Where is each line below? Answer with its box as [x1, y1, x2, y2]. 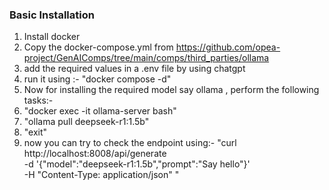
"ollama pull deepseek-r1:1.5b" [23, 116, 150, 128]
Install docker [23, 31, 81, 43]
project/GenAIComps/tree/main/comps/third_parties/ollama [23, 52, 270, 64]
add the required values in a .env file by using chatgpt [23, 63, 246, 75]
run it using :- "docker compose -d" [23, 73, 172, 85]
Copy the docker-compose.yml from [23, 41, 174, 53]
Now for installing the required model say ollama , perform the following [23, 84, 320, 96]
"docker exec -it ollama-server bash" [23, 105, 177, 117]
